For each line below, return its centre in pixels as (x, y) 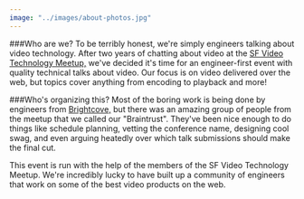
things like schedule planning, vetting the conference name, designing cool (149, 128)
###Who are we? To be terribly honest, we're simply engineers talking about (152, 43)
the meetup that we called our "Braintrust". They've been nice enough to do (151, 118)
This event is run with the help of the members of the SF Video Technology (149, 165)
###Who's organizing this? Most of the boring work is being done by (138, 99)
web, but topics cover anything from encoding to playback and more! (138, 81)
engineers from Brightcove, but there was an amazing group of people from (151, 109)
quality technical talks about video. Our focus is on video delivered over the (150, 72)
